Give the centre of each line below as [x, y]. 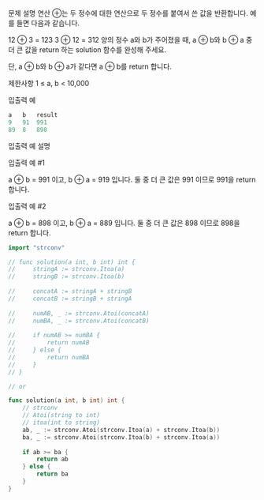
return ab [52, 459]
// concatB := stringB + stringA [70, 299]
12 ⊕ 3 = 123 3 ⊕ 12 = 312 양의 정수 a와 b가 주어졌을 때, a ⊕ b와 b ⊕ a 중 [130, 40]
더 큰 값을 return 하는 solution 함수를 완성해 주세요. [87, 50]
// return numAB [49, 343]
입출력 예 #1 [26, 163]
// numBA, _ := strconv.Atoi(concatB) [79, 321]
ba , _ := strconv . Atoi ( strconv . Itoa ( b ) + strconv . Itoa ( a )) [121, 437]
